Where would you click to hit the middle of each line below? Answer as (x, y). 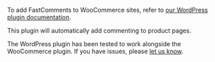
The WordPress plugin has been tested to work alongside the (94, 44)
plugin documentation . (39, 17)
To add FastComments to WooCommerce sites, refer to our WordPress (108, 10)
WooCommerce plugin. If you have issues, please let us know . (95, 51)
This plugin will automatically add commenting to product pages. (99, 31)
